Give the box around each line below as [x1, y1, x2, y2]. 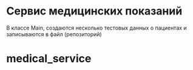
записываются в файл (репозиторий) [6, 30, 102, 37]
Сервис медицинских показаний [6, 4, 183, 18]
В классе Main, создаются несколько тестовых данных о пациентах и [6, 24, 187, 31]
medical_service [6, 52, 92, 66]
